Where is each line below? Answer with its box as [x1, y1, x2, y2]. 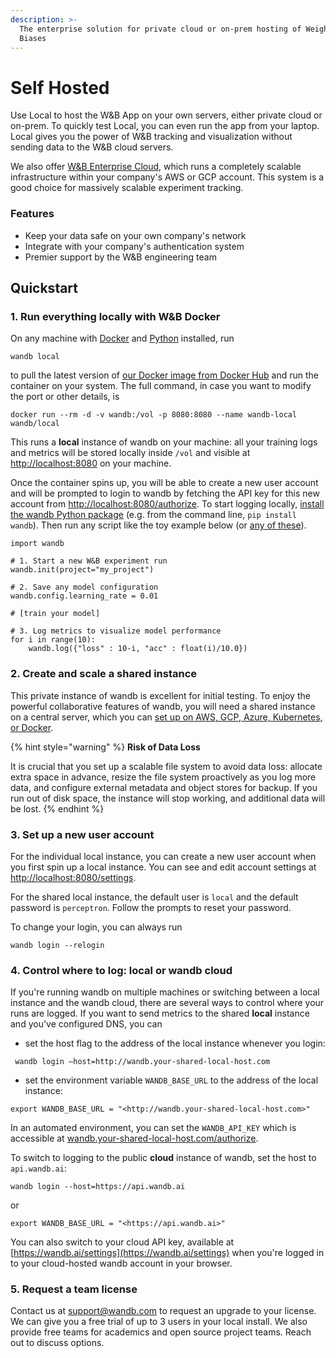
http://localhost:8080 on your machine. [10, 457, 172, 470]
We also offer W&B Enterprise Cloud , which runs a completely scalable [10, 161, 302, 173]
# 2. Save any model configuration [10, 582, 159, 593]
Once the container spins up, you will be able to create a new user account [10, 477, 319, 489]
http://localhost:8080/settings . [10, 871, 137, 883]
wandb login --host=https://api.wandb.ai [10, 1182, 186, 1192]
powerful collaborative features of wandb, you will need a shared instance [10, 700, 316, 712]
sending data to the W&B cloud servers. [10, 141, 174, 153]
